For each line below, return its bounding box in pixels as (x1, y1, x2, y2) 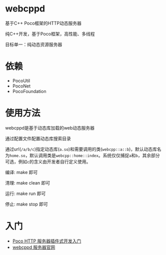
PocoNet (12, 83, 31, 89)
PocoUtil (12, 77, 30, 83)
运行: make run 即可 (5, 190, 46, 196)
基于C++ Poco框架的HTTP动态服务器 (5, 20, 81, 26)
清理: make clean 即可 (5, 179, 50, 185)
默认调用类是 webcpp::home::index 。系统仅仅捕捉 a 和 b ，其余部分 (29, 152, 160, 158)
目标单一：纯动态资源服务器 (5, 41, 62, 47)
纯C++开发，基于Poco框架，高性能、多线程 (5, 30, 95, 36)
